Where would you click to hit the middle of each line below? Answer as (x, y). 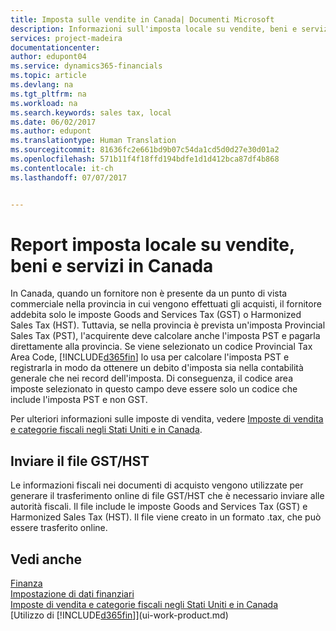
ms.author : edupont (51, 131)
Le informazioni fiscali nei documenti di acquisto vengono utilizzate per (157, 485)
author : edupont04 (48, 57)
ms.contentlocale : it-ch (62, 168)
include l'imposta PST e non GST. (79, 400)
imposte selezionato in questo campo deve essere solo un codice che (154, 389)
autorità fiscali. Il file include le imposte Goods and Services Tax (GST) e (159, 507)
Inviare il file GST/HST (80, 461)
